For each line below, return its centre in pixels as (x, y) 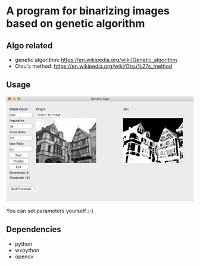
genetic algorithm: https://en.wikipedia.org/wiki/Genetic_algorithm (96, 60)
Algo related (29, 46)
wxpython (27, 250)
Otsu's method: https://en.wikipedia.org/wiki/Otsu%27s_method (93, 66)
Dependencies (34, 229)
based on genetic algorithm (76, 24)
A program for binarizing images (88, 11)
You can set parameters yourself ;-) (50, 211)
